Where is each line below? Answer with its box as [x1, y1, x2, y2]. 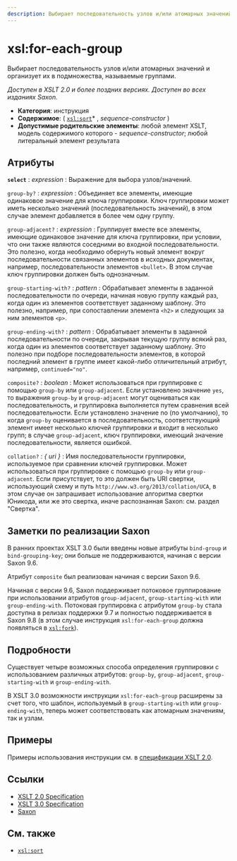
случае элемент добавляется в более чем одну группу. [7, 212, 175, 220]
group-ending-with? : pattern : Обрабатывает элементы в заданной [7, 327, 207, 336]
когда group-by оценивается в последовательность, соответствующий [7, 416, 220, 425]
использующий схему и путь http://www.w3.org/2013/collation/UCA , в [7, 482, 217, 491]
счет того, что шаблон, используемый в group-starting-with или [7, 699, 202, 707]
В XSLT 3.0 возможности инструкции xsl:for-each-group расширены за [7, 692, 223, 700]
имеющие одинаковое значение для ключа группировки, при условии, [7, 233, 222, 241]
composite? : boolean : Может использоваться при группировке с [7, 379, 203, 387]
